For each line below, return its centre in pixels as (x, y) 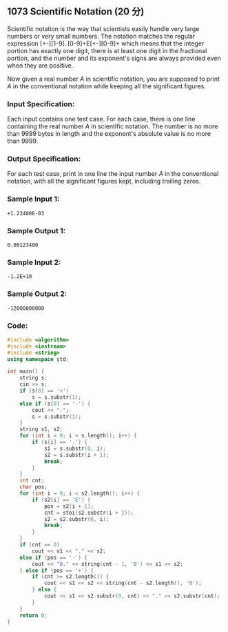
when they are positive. (40, 65)
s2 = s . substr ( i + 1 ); (76, 455)
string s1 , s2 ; (41, 429)
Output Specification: (44, 159)
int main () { (26, 372)
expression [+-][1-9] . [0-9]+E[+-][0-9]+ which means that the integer (106, 43)
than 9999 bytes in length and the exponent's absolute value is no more (109, 134)
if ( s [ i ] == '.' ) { (60, 442)
